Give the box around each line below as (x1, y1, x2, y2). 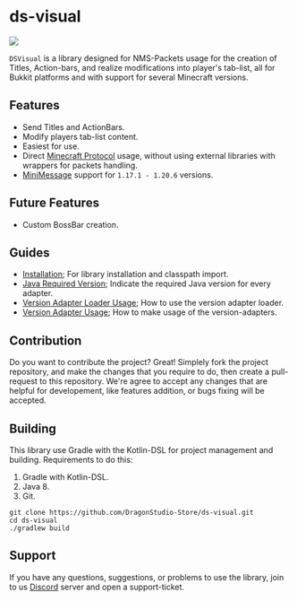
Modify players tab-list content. (21, 131, 139, 142)
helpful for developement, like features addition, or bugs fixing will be (9, 386, 266, 396)
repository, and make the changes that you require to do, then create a (9, 366, 270, 378)
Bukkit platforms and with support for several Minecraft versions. (9, 72, 249, 83)
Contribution (9, 333, 82, 348)
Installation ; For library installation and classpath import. (21, 269, 229, 280)
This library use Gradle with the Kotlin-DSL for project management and (9, 445, 274, 455)
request (9, 376, 38, 387)
